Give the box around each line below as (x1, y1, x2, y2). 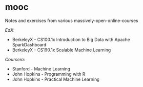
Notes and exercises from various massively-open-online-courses (5, 18, 138, 23)
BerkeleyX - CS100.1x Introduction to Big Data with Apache (12, 36, 130, 43)
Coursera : (5, 56, 25, 62)
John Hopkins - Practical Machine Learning (12, 76, 100, 82)
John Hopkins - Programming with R (12, 71, 85, 77)
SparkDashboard (12, 42, 46, 47)
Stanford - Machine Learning (12, 65, 71, 72)
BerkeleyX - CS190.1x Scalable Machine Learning (12, 47, 111, 53)
